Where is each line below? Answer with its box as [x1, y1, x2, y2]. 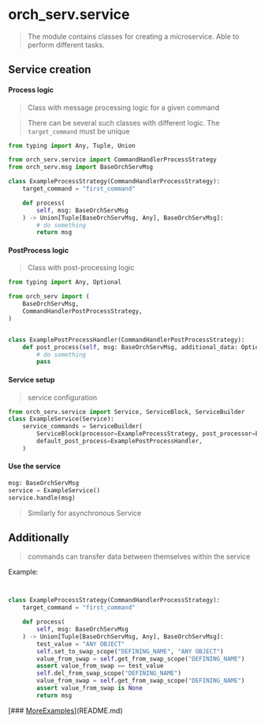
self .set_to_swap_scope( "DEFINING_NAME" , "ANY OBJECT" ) [36, 647, 224, 655]
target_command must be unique [27, 126, 130, 136]
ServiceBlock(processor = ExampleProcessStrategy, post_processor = [36, 430, 256, 438]
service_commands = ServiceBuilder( [22, 423, 144, 431]
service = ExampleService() [8, 486, 101, 495]
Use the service [8, 461, 62, 471]
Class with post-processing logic [27, 263, 135, 273]
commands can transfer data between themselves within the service [27, 552, 251, 562]
